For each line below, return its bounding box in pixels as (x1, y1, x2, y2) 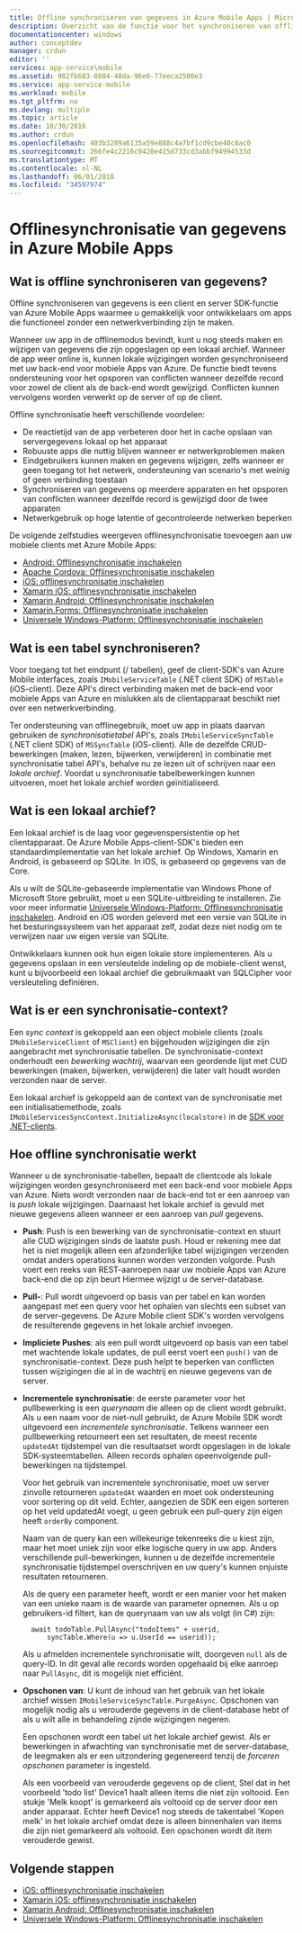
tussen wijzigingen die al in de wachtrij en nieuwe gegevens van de (22, 1366, 272, 1377)
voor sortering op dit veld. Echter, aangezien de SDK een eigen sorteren (22, 1497, 289, 1508)
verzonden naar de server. (9, 1074, 108, 1085)
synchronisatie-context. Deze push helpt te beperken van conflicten (22, 1356, 275, 1367)
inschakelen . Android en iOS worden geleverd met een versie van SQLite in (9, 911, 288, 922)
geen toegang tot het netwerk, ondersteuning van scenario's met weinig (22, 465, 290, 476)
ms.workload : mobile (9, 88, 87, 97)
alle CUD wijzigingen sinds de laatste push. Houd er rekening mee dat (22, 1236, 281, 1247)
